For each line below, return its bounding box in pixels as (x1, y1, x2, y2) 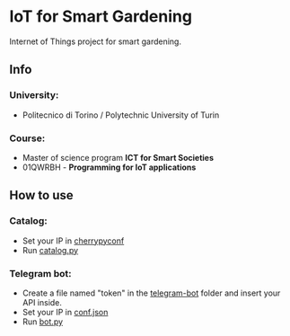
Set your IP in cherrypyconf (22, 235, 125, 246)
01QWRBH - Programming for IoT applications (22, 162, 197, 172)
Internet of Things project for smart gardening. (9, 36, 182, 47)
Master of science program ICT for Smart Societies (22, 152, 214, 163)
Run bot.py (22, 316, 64, 327)
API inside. (22, 296, 63, 307)
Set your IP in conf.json (22, 306, 109, 317)
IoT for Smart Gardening (9, 6, 193, 27)
